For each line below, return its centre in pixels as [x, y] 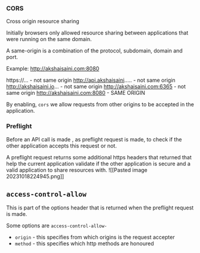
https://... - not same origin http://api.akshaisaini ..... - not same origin [91, 80]
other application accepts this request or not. [61, 146]
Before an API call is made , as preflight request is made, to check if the [94, 139]
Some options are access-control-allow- [57, 226]
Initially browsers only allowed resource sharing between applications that [97, 33]
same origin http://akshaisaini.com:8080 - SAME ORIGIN [76, 93]
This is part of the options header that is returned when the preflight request [100, 208]
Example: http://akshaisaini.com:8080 [53, 69]
